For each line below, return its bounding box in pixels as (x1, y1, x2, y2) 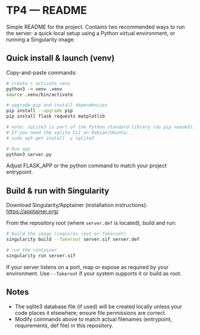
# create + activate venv (6, 80, 70, 86)
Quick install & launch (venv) (6, 53, 115, 63)
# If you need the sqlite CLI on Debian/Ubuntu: (6, 129, 129, 136)
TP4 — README (6, 4, 87, 17)
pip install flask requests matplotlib (6, 114, 105, 120)
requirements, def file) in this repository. (14, 322, 114, 329)
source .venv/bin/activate (6, 92, 73, 98)
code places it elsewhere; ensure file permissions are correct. (14, 309, 167, 316)
